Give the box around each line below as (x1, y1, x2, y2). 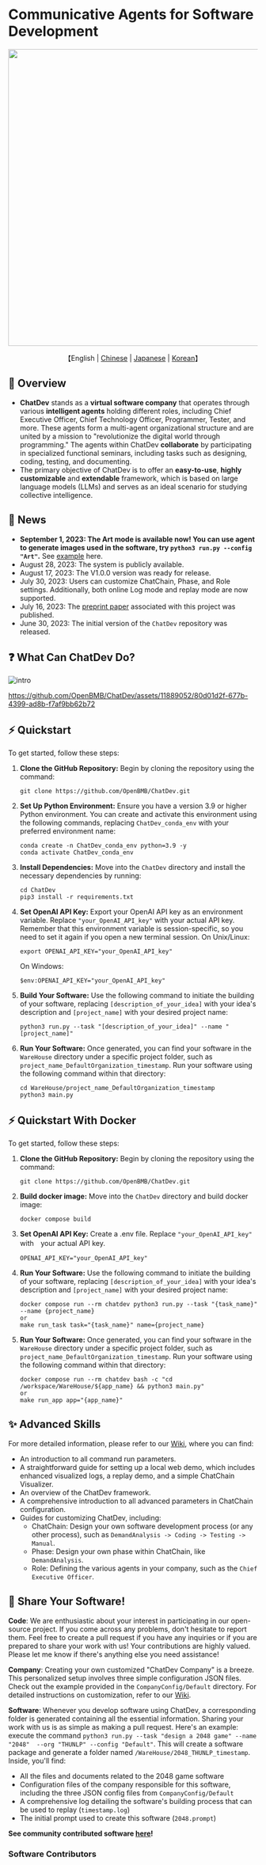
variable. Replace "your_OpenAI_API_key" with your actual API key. (19, 916, 235, 925)
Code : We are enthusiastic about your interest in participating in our (8, 1616, 230, 1625)
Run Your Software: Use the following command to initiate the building (19, 1268, 251, 1278)
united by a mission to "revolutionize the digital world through (19, 431, 220, 441)
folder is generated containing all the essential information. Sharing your (8, 1714, 244, 1723)
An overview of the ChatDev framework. (19, 1487, 152, 1497)
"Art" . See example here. (19, 551, 103, 560)
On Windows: (19, 962, 64, 971)
